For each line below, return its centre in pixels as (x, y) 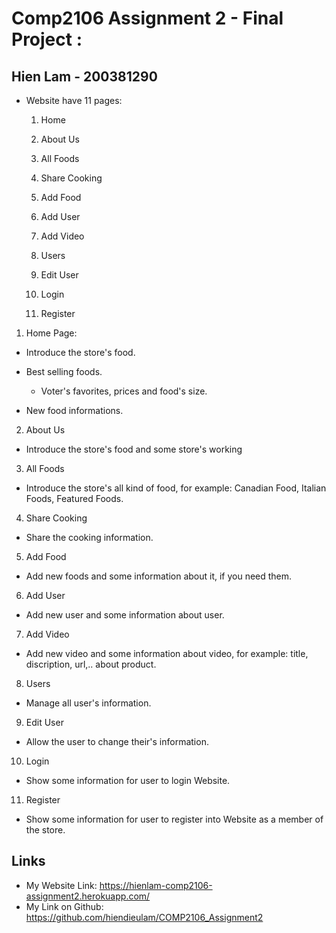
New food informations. (74, 410)
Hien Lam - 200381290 (84, 76)
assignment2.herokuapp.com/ (88, 896)
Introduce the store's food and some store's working (134, 449)
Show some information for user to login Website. (128, 780)
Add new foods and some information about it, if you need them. (159, 576)
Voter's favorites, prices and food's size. (124, 391)
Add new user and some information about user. (125, 615)
